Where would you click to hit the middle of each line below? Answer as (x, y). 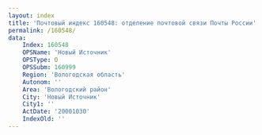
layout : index (32, 15)
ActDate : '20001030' (56, 112)
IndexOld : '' (44, 119)
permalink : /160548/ (42, 30)
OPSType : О (40, 60)
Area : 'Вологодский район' (67, 89)
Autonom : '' (42, 82)
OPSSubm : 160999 (49, 67)
